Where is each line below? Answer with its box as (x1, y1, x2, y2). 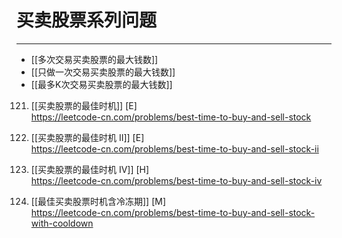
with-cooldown (30, 217, 94, 229)
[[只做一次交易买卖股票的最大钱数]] (30, 66, 176, 78)
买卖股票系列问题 (16, 9, 158, 32)
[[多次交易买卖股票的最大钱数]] (30, 53, 159, 65)
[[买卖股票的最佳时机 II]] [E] (30, 131, 145, 143)
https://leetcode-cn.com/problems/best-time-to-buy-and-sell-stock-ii (30, 142, 319, 155)
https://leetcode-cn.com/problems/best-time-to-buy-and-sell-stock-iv (30, 174, 323, 186)
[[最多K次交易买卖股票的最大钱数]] (30, 78, 173, 90)
